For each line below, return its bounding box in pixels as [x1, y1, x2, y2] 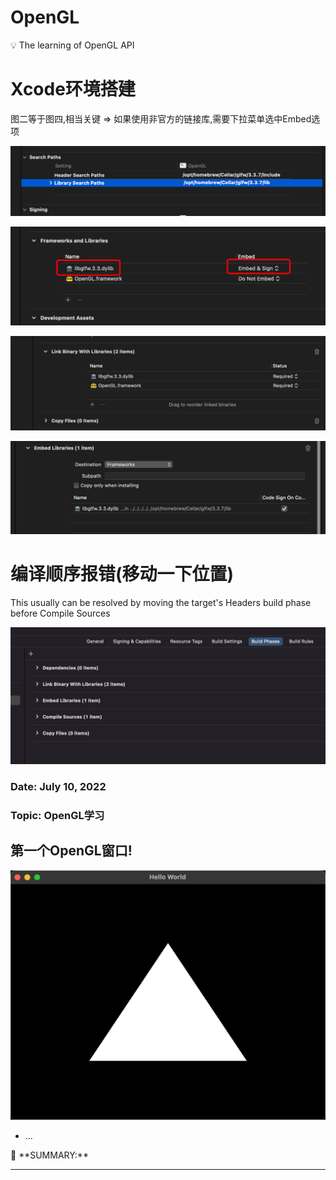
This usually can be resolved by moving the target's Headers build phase [10, 597, 312, 609]
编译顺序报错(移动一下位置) [10, 563, 235, 586]
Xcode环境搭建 [10, 78, 136, 101]
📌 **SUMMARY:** [10, 1149, 89, 1161]
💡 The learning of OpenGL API [10, 39, 135, 51]
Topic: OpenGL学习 [10, 808, 105, 822]
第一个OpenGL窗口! [10, 842, 133, 860]
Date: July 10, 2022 [10, 779, 107, 793]
